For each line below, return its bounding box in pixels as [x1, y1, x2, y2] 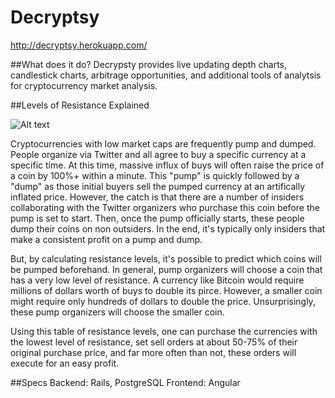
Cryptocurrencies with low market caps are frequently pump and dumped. [10, 137, 317, 150]
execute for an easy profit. [10, 357, 120, 369]
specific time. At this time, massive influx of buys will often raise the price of [10, 159, 325, 171]
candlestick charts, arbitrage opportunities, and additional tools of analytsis [10, 69, 322, 81]
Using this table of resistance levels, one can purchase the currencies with [10, 325, 318, 337]
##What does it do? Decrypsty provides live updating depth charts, [10, 58, 288, 70]
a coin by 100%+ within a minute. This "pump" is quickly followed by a [10, 169, 300, 181]
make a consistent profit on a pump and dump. [10, 233, 203, 245]
